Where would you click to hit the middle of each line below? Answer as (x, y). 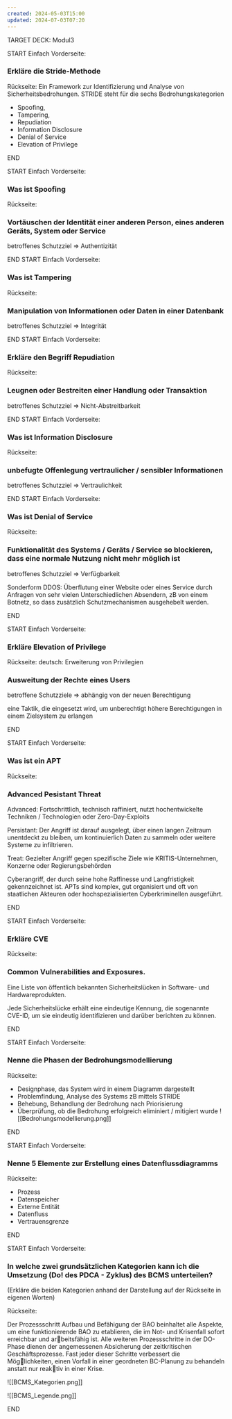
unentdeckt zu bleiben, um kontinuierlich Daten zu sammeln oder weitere (111, 837)
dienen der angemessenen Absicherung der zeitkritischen (109, 1347)
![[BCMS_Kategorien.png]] (45, 1382)
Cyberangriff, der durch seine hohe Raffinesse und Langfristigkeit (101, 879)
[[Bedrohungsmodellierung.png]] (64, 1118)
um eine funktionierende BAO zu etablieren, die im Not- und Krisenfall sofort (116, 1332)
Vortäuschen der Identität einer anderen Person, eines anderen (116, 222)
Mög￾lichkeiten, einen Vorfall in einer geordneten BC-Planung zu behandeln (116, 1361)
